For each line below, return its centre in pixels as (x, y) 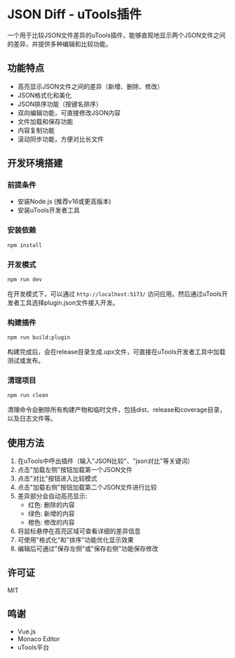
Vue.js (27, 631)
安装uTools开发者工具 (48, 210)
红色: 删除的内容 (51, 504)
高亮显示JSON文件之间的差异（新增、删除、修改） (90, 86)
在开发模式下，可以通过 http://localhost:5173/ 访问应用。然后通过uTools (115, 294)
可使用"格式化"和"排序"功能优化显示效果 (75, 539)
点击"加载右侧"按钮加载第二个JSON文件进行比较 (87, 487)
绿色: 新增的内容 (51, 513)
